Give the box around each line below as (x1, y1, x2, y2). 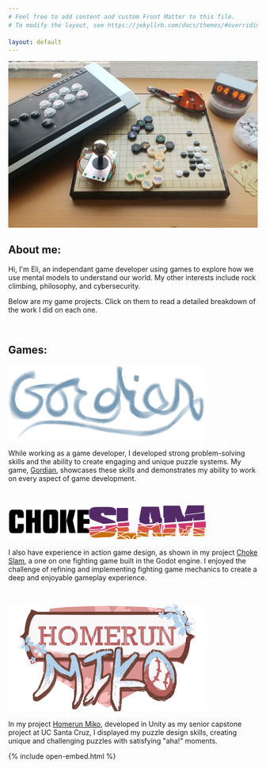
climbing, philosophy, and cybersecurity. (8, 281, 141, 290)
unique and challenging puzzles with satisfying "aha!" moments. (8, 736, 218, 745)
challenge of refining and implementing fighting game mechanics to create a (8, 564, 257, 575)
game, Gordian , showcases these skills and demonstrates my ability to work (8, 465, 256, 475)
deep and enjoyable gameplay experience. (8, 573, 147, 583)
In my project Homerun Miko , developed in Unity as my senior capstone (8, 719, 242, 729)
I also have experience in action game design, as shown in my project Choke (8, 548, 258, 557)
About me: (8, 243, 62, 257)
